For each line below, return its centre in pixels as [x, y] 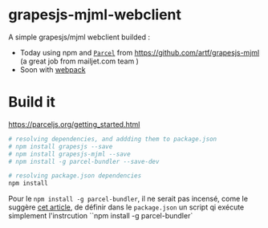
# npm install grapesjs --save [61, 146]
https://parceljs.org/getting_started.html [74, 124]
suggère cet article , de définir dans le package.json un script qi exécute [126, 207]
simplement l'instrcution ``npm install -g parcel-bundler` [101, 216]
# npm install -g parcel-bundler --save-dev [84, 161]
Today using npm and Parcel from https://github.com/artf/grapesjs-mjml [140, 52]
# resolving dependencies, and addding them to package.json [113, 139]
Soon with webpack [53, 69]
